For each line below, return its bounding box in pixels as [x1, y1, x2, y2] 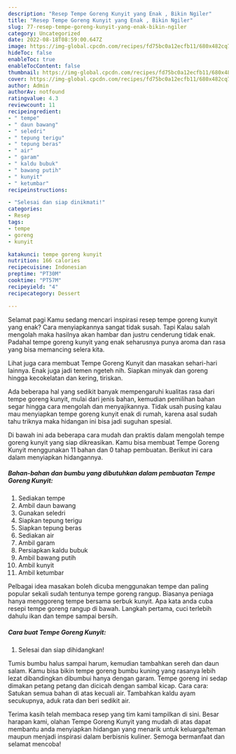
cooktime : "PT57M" [8, 277, 62, 284]
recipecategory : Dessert [8, 290, 81, 297]
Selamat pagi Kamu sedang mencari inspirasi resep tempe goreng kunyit [8, 315, 218, 323]
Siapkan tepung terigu [18, 516, 83, 525]
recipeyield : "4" [8, 283, 59, 290]
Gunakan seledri [18, 509, 66, 518]
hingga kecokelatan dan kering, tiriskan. [8, 373, 123, 382]
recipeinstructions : [8, 187, 69, 194]
